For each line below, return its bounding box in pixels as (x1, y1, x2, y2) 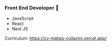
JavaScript (11, 16, 34, 22)
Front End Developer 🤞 (4, 4, 59, 11)
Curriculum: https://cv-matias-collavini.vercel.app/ (4, 35, 107, 41)
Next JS (11, 26, 28, 32)
